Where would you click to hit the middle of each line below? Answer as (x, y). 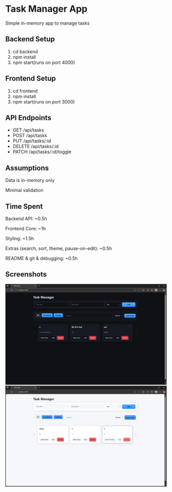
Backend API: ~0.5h (26, 219)
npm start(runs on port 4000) (44, 62)
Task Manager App (47, 9)
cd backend (25, 51)
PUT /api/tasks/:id (32, 141)
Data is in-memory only (30, 180)
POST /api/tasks (30, 136)
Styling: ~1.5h (20, 238)
